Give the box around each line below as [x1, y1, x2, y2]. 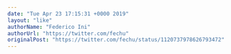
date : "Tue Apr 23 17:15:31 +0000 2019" [7, 10, 130, 18]
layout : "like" [7, 17, 53, 24]
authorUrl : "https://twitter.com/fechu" [7, 29, 130, 37]
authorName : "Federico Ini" [7, 23, 91, 30]
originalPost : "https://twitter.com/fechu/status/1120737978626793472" [7, 36, 225, 43]
